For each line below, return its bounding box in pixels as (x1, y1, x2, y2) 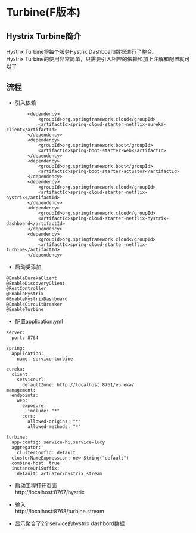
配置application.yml (14, 318, 63, 325)
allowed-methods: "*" (27, 423, 82, 430)
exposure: (21, 402, 46, 409)
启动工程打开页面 (14, 482, 57, 489)
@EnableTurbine (6, 306, 44, 312)
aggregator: (11, 444, 42, 451)
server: (6, 329, 26, 335)
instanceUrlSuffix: (11, 465, 60, 472)
